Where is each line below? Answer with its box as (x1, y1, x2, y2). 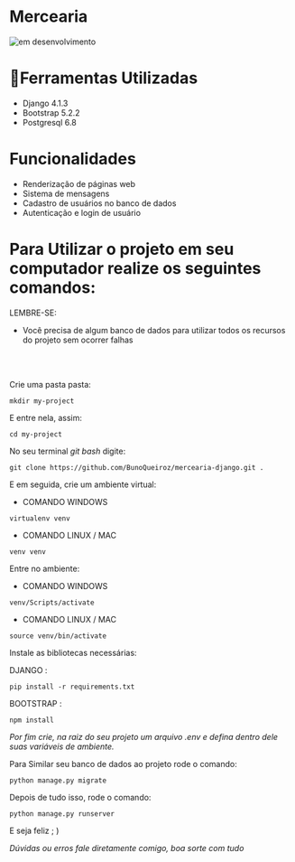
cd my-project (9, 429, 63, 439)
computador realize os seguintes (9, 258, 262, 278)
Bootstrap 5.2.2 (22, 107, 80, 118)
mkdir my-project (9, 396, 75, 406)
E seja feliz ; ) (9, 825, 60, 836)
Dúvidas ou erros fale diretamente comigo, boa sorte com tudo (9, 842, 244, 853)
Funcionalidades (9, 149, 137, 169)
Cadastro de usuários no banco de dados (22, 197, 177, 209)
